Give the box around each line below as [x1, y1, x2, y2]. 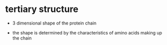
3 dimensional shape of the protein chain [12, 20, 97, 26]
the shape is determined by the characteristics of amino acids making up [12, 29, 163, 35]
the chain [12, 35, 32, 41]
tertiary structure [5, 3, 79, 15]
